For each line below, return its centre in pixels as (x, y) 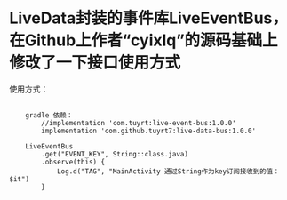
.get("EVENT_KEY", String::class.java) (115, 154)
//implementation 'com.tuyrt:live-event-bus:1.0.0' (139, 123)
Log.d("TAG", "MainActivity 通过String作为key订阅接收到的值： (168, 171)
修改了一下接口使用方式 (95, 63)
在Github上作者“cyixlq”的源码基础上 (143, 40)
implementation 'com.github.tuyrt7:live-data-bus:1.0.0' (148, 131)
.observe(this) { (73, 162)
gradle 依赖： (49, 115)
